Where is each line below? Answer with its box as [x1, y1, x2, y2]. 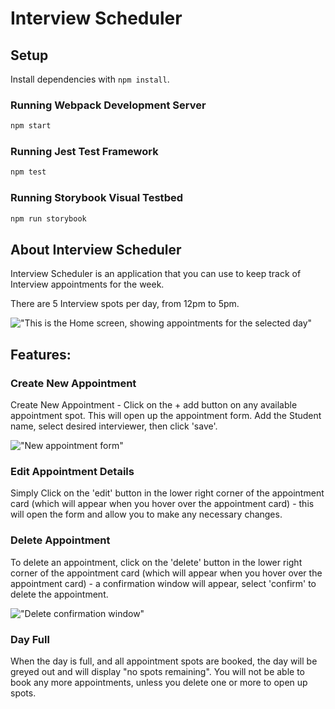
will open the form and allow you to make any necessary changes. [10, 508, 283, 521]
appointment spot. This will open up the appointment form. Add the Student [10, 410, 322, 422]
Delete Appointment [10, 533, 111, 547]
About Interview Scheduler [10, 241, 182, 258]
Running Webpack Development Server [10, 98, 207, 112]
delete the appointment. [10, 588, 109, 600]
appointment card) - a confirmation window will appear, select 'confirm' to [10, 577, 317, 589]
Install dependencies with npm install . [10, 73, 170, 85]
